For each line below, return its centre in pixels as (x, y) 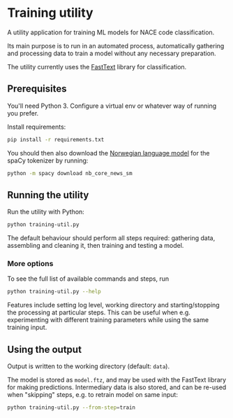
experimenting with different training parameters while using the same (108, 320)
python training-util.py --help (54, 292)
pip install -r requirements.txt (56, 139)
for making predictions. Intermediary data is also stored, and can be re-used (117, 387)
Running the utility (48, 195)
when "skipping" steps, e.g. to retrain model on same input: (92, 395)
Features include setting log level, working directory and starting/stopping (113, 305)
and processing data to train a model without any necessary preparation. (112, 53)
